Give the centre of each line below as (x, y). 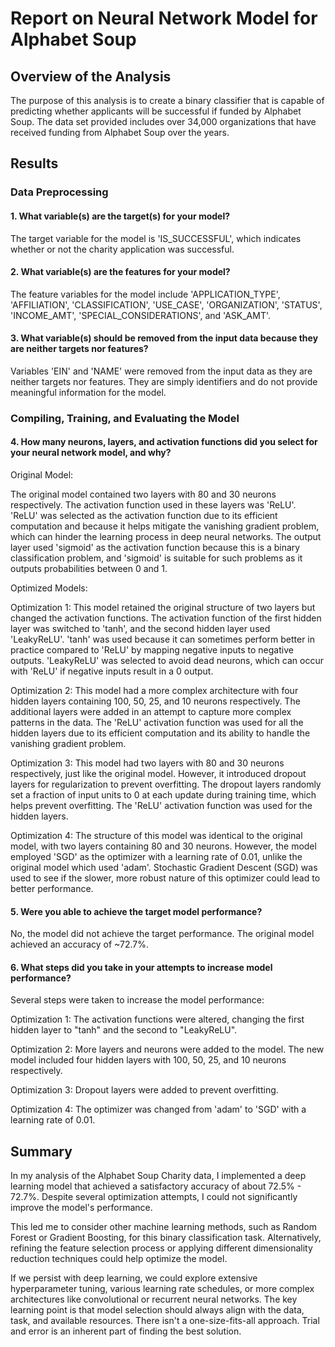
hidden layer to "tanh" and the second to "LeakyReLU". (124, 1030)
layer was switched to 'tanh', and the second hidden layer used (140, 629)
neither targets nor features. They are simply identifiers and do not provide (164, 381)
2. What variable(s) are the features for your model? (120, 272)
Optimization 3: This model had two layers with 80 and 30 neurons (147, 763)
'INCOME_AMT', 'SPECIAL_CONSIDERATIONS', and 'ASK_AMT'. (141, 315)
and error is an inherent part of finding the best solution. (126, 1331)
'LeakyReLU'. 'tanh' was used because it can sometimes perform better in (163, 639)
